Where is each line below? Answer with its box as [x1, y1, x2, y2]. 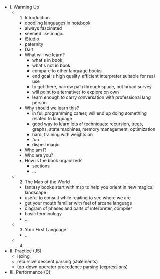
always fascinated [24, 25, 62, 31]
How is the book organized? [24, 158, 82, 163]
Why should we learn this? [24, 105, 79, 111]
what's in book [32, 57, 63, 63]
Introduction [24, 15, 50, 20]
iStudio [24, 36, 39, 42]
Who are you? [24, 152, 54, 158]
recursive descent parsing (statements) [17, 259, 98, 264]
